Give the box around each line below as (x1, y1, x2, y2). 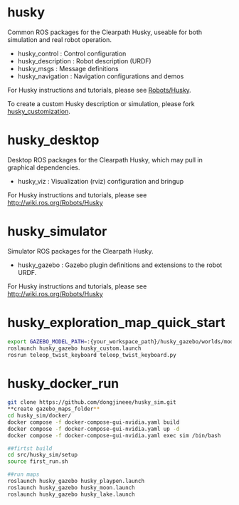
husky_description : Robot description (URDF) (17, 56, 152, 65)
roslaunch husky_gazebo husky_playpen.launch (7, 478, 144, 485)
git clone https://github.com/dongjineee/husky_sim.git (7, 399, 176, 406)
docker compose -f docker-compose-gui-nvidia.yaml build (7, 418, 180, 426)
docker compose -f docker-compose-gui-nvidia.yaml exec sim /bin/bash (7, 432, 221, 439)
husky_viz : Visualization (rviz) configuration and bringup (17, 177, 184, 185)
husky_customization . (7, 107, 71, 115)
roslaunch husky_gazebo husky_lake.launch (7, 491, 135, 498)
